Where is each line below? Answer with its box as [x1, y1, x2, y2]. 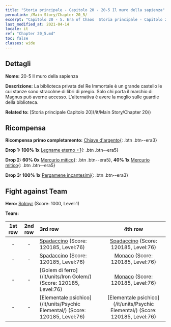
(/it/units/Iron [39, 273, 71, 280]
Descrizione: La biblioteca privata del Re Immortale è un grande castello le [5, 83, 162, 89]
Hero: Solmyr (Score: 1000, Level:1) [5, 201, 80, 207]
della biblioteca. [5, 99, 39, 105]
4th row [124, 226, 144, 233]
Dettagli [5, 60, 31, 68]
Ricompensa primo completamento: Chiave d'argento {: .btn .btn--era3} [5, 137, 158, 143]
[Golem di [39, 267, 63, 274]
